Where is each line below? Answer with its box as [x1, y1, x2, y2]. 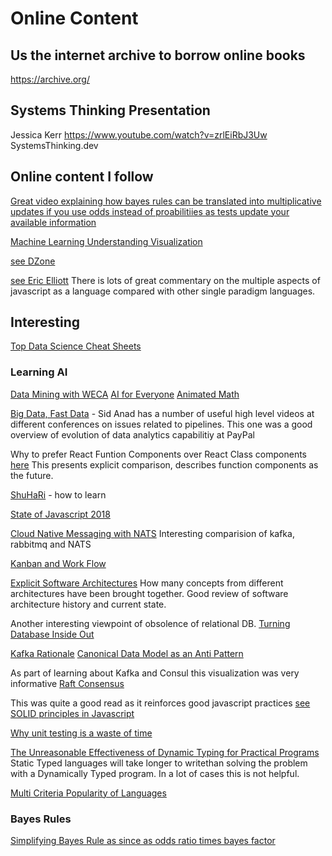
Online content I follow [10, 168, 154, 186]
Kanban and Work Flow [10, 557, 107, 569]
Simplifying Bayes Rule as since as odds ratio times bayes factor [10, 835, 276, 847]
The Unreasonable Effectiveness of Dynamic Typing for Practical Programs [10, 746, 320, 758]
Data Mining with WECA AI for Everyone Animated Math [10, 388, 240, 400]
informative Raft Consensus [10, 677, 125, 689]
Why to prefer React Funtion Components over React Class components [10, 448, 308, 460]
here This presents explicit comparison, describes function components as [10, 458, 319, 471]
